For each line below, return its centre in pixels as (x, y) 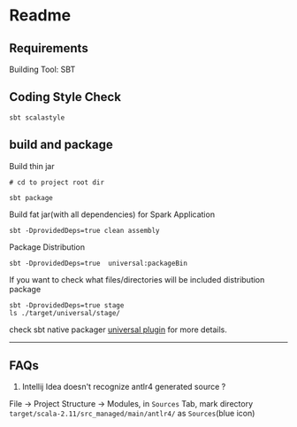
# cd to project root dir (57, 182)
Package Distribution (47, 247)
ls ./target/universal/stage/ (65, 313)
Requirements (49, 48)
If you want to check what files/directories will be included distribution (137, 279)
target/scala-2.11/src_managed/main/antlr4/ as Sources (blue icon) (132, 414)
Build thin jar (32, 166)
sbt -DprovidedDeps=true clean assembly (85, 230)
